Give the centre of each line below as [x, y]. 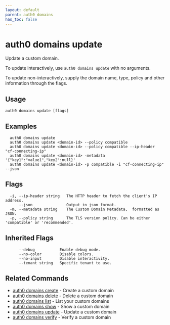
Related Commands [37, 278]
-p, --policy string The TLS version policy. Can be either [80, 218]
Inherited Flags [30, 238]
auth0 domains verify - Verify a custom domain [62, 317]
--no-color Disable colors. [56, 254]
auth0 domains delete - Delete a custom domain [63, 296]
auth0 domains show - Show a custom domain [61, 307]
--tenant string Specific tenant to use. [65, 263]
